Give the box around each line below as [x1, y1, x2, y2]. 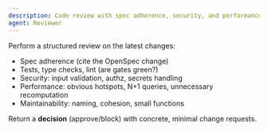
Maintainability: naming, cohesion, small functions [19, 98, 185, 108]
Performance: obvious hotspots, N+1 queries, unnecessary [19, 81, 214, 91]
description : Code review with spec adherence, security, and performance [8, 11, 262, 20]
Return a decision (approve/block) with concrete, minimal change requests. [8, 114, 257, 123]
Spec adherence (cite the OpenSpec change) [19, 56, 169, 66]
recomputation [19, 90, 69, 99]
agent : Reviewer [8, 19, 62, 27]
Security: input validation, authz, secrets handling [19, 73, 183, 83]
